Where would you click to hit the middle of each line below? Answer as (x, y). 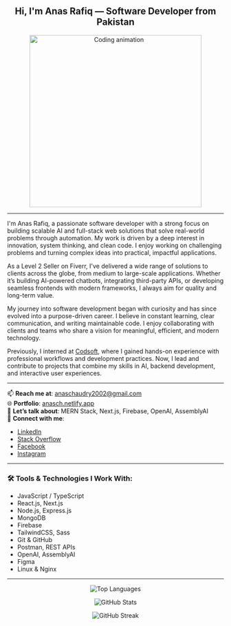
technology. (24, 337)
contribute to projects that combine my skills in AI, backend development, (111, 366)
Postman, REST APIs (46, 547)
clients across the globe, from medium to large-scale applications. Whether (114, 273)
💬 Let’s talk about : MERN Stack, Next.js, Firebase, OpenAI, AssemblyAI (108, 411)
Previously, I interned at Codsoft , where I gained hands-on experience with (113, 351)
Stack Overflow (39, 439)
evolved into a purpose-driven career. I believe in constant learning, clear (111, 315)
